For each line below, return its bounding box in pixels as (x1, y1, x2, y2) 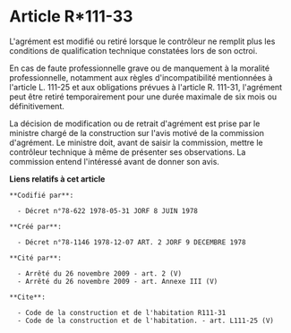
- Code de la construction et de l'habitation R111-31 (17, 308, 227, 317)
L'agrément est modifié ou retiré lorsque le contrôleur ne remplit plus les (9, 36, 276, 47)
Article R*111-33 (9, 6, 133, 27)
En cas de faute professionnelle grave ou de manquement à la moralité (9, 63, 270, 73)
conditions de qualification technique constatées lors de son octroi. (9, 45, 258, 55)
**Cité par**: (9, 253, 63, 262)
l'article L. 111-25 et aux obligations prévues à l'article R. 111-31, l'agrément (9, 81, 283, 92)
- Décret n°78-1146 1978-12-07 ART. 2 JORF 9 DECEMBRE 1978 (17, 237, 246, 247)
